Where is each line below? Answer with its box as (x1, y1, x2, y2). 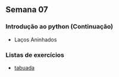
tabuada (14, 64, 35, 71)
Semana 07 (5, 5, 48, 15)
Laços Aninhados (14, 36, 57, 43)
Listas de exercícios (5, 50, 65, 59)
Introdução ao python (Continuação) (5, 23, 114, 31)
